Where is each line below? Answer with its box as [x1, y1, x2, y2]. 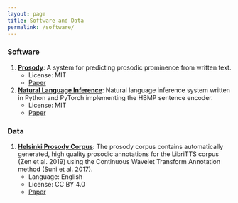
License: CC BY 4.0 [28, 180, 85, 188]
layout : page [7, 10, 46, 18]
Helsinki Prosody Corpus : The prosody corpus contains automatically [17, 142, 224, 150]
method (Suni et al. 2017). [17, 165, 93, 173]
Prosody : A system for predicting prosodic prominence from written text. [17, 63, 232, 72]
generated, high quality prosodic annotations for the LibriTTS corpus [17, 150, 219, 158]
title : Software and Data [7, 17, 84, 24]
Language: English [28, 172, 83, 181]
